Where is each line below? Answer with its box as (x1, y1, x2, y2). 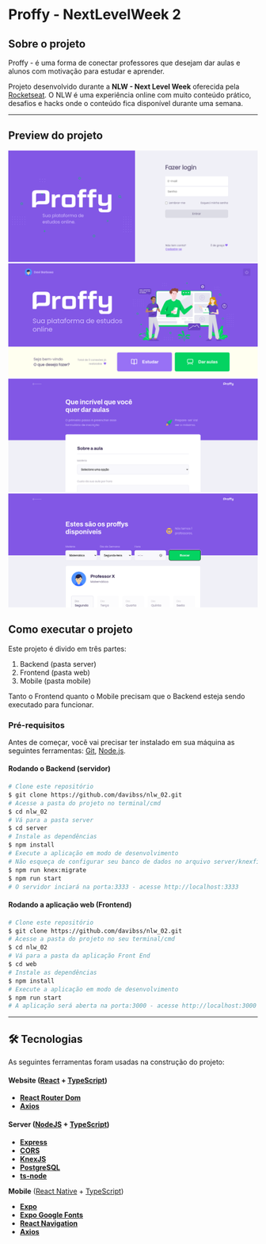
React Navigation (19, 1218, 78, 1228)
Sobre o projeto (8, 37, 85, 51)
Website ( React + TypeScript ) (8, 1075, 108, 1085)
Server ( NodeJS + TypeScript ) (8, 1119, 110, 1129)
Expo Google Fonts (19, 1210, 84, 1219)
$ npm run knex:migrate (8, 865, 87, 874)
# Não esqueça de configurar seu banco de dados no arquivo (8, 858, 211, 865)
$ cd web (8, 961, 37, 968)
